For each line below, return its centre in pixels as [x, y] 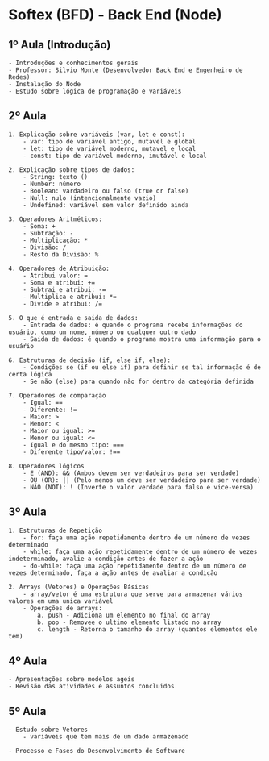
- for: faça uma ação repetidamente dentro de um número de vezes [137, 538]
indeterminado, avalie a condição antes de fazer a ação [106, 559]
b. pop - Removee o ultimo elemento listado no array [129, 622]
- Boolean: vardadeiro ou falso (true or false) [106, 191]
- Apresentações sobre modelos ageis [72, 680]
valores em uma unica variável [61, 601]
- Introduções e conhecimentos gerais [73, 63]
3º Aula [27, 512]
